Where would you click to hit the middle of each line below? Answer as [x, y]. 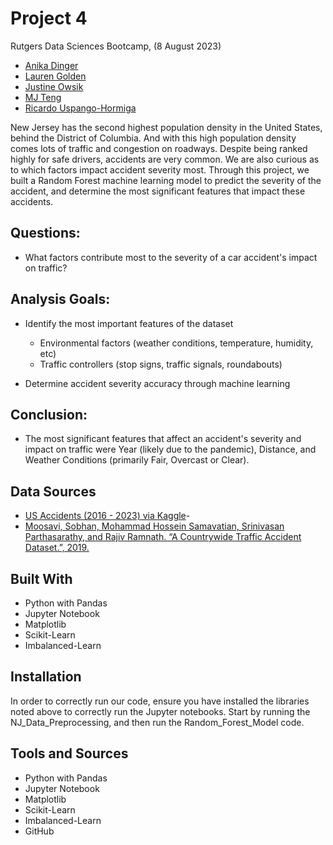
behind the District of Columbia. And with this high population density [153, 138]
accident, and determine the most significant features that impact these [158, 191]
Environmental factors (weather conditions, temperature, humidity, [176, 343]
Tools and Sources [69, 753]
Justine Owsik [54, 86]
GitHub [39, 831]
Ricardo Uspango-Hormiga [80, 108]
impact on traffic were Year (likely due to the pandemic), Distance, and [170, 449]
